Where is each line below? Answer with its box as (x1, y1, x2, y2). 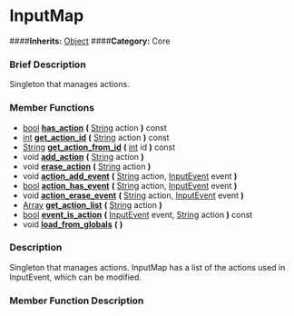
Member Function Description (9, 294, 144, 307)
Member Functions (9, 102, 95, 114)
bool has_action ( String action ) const (22, 122, 168, 133)
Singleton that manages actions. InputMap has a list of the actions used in (9, 262, 286, 272)
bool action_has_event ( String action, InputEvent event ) (22, 180, 238, 191)
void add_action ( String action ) (22, 151, 145, 162)
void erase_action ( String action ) (22, 161, 152, 172)
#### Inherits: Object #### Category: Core (9, 35, 171, 46)
